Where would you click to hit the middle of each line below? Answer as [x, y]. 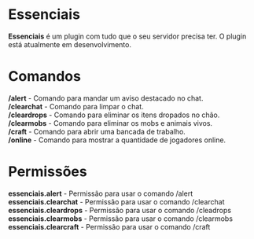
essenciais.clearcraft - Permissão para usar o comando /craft [109, 226]
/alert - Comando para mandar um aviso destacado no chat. [106, 98]
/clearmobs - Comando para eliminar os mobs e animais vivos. [110, 123]
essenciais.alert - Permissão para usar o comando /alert [101, 193]
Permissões [48, 172]
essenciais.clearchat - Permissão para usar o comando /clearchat [116, 201]
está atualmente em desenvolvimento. [70, 44]
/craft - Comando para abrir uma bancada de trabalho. [97, 131]
